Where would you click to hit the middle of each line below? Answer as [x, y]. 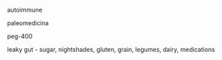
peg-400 [20, 36]
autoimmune [25, 10]
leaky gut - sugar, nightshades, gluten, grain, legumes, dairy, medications [111, 49]
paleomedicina [28, 23]
